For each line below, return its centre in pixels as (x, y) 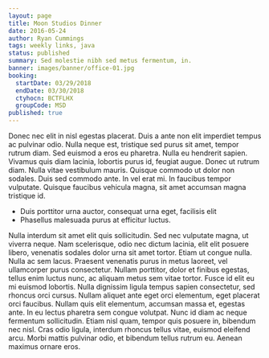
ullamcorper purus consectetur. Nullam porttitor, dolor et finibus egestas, (129, 270)
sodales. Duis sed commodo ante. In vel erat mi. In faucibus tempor (120, 179)
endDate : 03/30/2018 (50, 91)
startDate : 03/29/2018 (53, 83)
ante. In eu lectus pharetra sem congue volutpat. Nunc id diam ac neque (128, 312)
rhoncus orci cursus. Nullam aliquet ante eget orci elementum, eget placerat (134, 295)
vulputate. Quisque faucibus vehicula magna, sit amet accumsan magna (127, 187)
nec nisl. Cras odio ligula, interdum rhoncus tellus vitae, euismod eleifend (129, 329)
